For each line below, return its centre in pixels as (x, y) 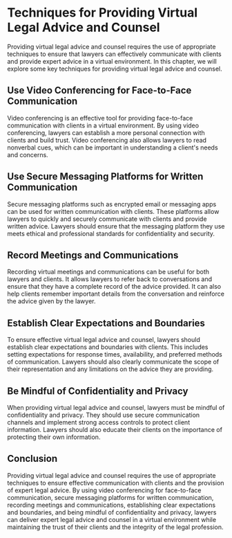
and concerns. (28, 154)
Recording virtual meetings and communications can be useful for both (108, 272)
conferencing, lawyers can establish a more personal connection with (106, 132)
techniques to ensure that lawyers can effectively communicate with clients (115, 54)
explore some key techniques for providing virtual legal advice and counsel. (115, 69)
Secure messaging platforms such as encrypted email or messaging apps (112, 204)
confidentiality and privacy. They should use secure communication (104, 415)
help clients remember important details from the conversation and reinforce (116, 294)
